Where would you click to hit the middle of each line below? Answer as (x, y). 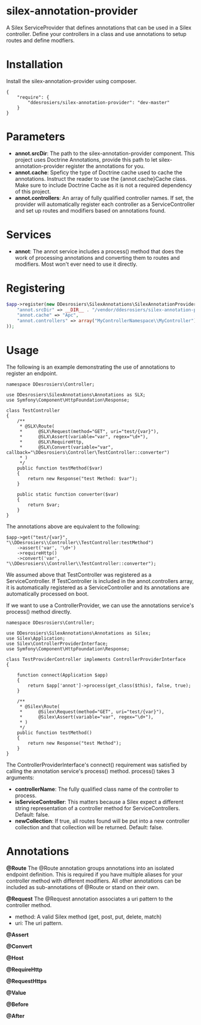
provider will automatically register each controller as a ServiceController (105, 204)
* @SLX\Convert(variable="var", (66, 447)
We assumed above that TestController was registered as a (79, 575)
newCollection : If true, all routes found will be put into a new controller (102, 821)
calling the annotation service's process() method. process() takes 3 (91, 771)
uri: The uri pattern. (39, 923)
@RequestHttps (26, 981)
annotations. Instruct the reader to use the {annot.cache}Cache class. (101, 178)
